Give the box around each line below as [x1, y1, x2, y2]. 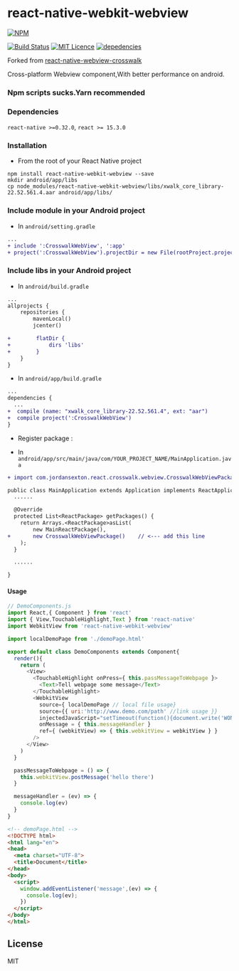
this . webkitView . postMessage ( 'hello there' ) [20, 773, 154, 780]
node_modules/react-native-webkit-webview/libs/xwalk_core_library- [16, 183, 224, 190]
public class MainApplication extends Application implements [7, 487, 196, 494]
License [7, 938, 43, 950]
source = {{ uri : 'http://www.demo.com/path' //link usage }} [38, 708, 218, 715]
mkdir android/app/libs [7, 176, 78, 184]
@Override [14, 506, 43, 514]
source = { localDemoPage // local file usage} [38, 701, 176, 709]
